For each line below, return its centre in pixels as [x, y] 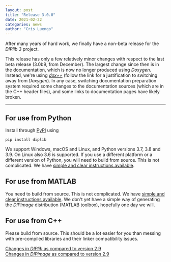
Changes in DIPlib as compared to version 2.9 [53, 248]
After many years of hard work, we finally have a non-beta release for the [82, 43]
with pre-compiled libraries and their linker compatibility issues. [72, 238]
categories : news [24, 24]
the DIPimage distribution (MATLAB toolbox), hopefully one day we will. [80, 205]
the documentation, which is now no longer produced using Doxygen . [78, 70]
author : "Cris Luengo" [29, 29]
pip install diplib [26, 139]
